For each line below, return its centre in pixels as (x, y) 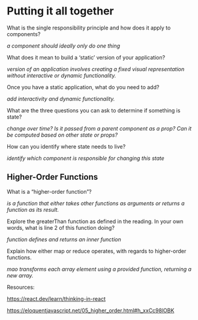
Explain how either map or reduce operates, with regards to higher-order (97, 251)
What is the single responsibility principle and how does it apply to (89, 28)
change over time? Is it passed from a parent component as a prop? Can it (99, 128)
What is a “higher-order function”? (49, 191)
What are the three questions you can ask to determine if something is (94, 110)
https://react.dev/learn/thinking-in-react (56, 298)
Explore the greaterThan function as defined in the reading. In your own (95, 221)
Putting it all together (61, 11)
